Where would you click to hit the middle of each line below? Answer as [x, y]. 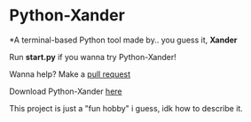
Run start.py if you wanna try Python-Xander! [93, 57]
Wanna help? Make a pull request [70, 74]
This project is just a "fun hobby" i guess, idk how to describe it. [126, 108]
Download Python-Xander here [66, 91]
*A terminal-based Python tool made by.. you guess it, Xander [123, 40]
